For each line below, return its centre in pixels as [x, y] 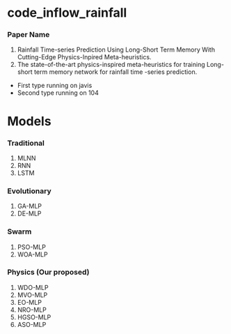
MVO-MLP [32, 295]
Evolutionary [30, 191]
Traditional [26, 143]
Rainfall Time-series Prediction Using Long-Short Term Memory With [116, 50]
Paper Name [29, 35]
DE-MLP [29, 213]
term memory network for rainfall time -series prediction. [115, 72]
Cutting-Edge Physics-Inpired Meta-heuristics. [84, 57]
